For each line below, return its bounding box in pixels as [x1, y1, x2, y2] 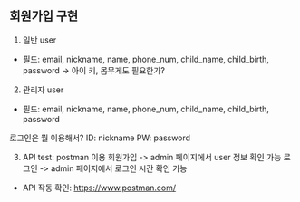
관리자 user [22, 84, 64, 95]
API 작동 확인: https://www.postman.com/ [22, 182, 177, 193]
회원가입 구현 [9, 8, 79, 24]
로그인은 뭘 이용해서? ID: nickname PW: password [9, 132, 191, 143]
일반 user [22, 34, 57, 45]
